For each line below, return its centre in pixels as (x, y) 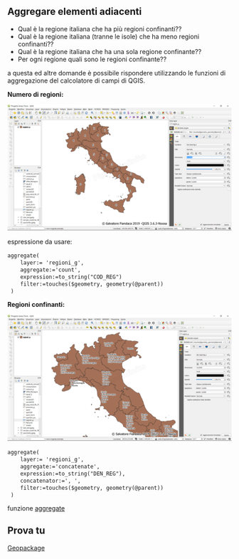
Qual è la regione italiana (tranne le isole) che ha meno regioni (108, 36)
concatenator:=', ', (51, 481)
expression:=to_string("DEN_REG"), (73, 474)
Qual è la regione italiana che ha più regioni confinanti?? (100, 28)
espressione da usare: (40, 242)
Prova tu (26, 531)
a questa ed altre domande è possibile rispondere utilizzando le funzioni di (117, 73)
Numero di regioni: (36, 94)
